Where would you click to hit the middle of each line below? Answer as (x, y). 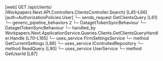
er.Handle (15, 38)
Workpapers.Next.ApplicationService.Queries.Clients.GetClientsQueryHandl (82, 33)
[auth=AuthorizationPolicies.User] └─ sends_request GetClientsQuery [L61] (81, 17)
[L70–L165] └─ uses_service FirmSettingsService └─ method (87, 38)
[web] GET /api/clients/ (28, 7)
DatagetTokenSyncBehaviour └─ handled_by (50, 28)
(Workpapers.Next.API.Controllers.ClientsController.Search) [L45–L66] (76, 12)
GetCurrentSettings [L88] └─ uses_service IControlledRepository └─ (74, 43)
